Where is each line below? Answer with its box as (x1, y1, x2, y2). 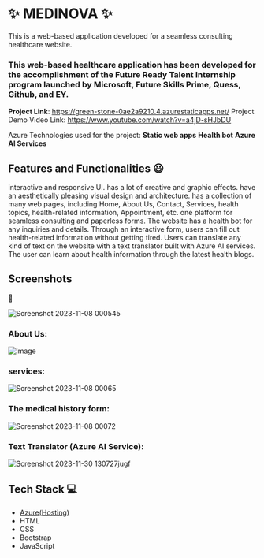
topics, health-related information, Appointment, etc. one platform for (8, 208, 233, 218)
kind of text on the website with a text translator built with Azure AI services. (8, 241, 256, 251)
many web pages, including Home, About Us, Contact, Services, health (8, 199, 239, 209)
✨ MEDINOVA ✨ (8, 5, 113, 23)
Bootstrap (19, 533, 52, 542)
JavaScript (19, 541, 55, 550)
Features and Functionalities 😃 (8, 162, 164, 175)
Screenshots (8, 273, 73, 286)
